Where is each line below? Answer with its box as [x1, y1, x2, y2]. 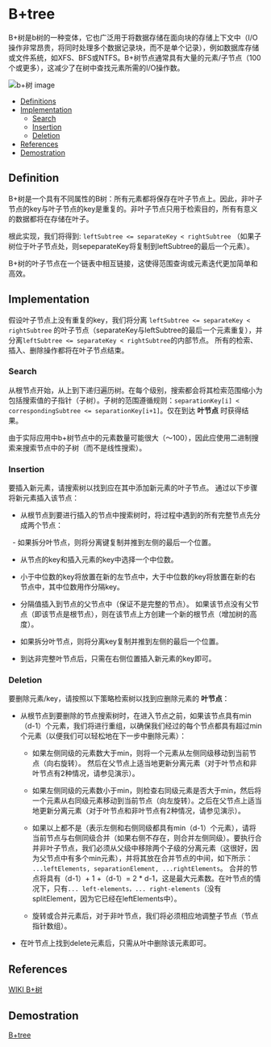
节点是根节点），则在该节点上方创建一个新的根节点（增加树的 [48, 610, 250, 619]
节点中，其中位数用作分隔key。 [19, 582, 124, 592]
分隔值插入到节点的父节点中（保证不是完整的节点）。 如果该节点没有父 [19, 599, 252, 609]
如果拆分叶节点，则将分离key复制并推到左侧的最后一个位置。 [19, 636, 223, 647]
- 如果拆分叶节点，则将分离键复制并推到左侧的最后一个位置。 [11, 538, 216, 547]
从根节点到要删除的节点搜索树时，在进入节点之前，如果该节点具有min [19, 711, 252, 720]
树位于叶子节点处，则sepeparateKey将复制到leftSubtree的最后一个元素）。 [8, 241, 254, 251]
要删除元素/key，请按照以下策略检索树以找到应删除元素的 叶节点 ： [8, 694, 230, 703]
